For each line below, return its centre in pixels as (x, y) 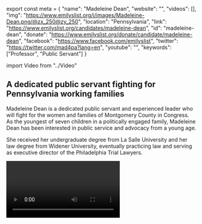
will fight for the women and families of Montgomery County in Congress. (98, 115)
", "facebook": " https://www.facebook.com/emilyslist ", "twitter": (99, 41)
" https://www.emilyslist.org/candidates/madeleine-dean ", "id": (84, 28)
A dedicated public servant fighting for (81, 84)
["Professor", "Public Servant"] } (47, 54)
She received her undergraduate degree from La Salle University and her (97, 139)
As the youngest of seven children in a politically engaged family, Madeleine (101, 121)
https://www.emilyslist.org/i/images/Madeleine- (85, 15)
